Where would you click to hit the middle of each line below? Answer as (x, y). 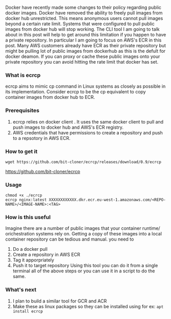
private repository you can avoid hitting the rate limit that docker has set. (82, 62)
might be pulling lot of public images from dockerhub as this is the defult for (85, 51)
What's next (21, 290)
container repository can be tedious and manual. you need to (70, 239)
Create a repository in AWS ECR (46, 255)
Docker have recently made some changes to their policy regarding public (83, 7)
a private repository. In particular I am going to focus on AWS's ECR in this (83, 40)
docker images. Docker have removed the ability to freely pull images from (84, 13)
